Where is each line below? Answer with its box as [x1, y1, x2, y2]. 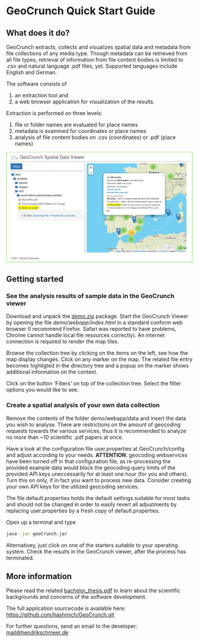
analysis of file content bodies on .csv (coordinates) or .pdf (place [14, 134, 176, 141]
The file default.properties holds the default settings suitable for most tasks [6, 494, 190, 501]
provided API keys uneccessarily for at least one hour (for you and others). [6, 470, 188, 477]
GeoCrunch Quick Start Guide [6, 4, 156, 18]
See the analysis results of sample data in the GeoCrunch [6, 292, 175, 301]
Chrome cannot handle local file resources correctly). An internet [6, 331, 165, 339]
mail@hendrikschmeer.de [6, 629, 69, 636]
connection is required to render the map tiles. [6, 338, 120, 345]
